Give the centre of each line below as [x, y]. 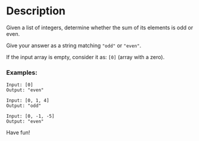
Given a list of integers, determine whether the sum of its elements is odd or [99, 27]
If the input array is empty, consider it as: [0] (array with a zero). [85, 57]
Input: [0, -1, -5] [30, 117]
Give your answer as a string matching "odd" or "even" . [74, 45]
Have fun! [18, 133]
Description [36, 11]
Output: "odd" [24, 106]
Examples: [22, 72]
